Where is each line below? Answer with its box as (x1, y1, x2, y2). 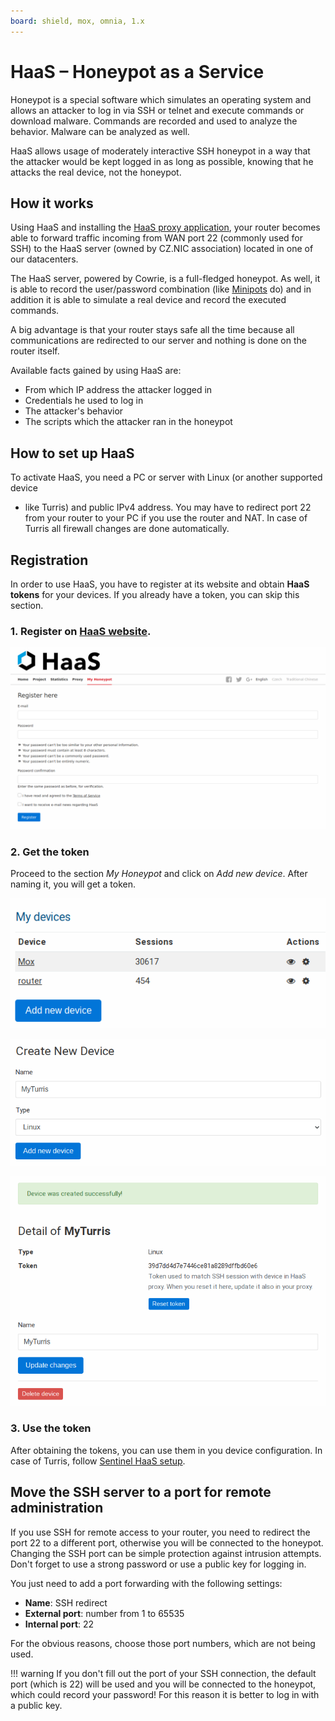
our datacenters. (10, 253, 79, 265)
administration (10, 1500, 104, 1517)
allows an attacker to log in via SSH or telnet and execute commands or (10, 104, 305, 116)
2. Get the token (10, 845, 90, 859)
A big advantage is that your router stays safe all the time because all (10, 324, 295, 336)
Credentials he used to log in (24, 395, 144, 407)
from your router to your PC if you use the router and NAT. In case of (24, 512, 308, 524)
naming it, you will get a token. (10, 878, 137, 890)
